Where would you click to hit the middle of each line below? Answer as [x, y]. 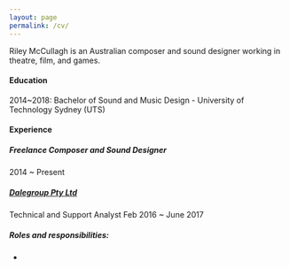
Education [28, 80]
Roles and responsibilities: [59, 234]
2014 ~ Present [37, 172]
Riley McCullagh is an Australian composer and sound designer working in [145, 50]
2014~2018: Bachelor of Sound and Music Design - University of [127, 100]
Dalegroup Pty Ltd [43, 192]
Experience [31, 130]
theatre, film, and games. [55, 60]
